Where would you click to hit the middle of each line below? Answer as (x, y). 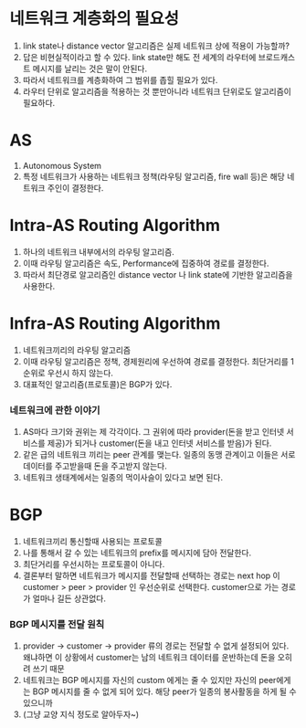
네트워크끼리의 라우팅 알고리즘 (76, 350)
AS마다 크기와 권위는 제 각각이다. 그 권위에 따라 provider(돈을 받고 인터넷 (153, 432)
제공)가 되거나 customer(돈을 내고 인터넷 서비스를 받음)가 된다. (159, 443)
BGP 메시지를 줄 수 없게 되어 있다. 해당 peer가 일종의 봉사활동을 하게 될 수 (164, 691)
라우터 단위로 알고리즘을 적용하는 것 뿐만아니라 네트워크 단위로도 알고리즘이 (157, 91)
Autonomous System (62, 165)
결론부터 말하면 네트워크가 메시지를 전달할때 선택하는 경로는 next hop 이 (151, 575)
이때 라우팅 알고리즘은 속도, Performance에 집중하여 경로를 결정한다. (146, 263)
